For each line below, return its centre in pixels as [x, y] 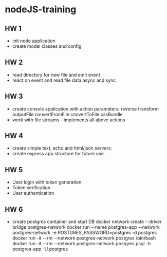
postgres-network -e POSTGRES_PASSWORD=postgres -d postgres [85, 233]
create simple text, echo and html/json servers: [62, 148]
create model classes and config [47, 46]
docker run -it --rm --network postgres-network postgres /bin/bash [84, 238]
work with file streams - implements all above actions [69, 120]
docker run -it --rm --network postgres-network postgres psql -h [81, 244]
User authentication [33, 193]
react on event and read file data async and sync [64, 80]
